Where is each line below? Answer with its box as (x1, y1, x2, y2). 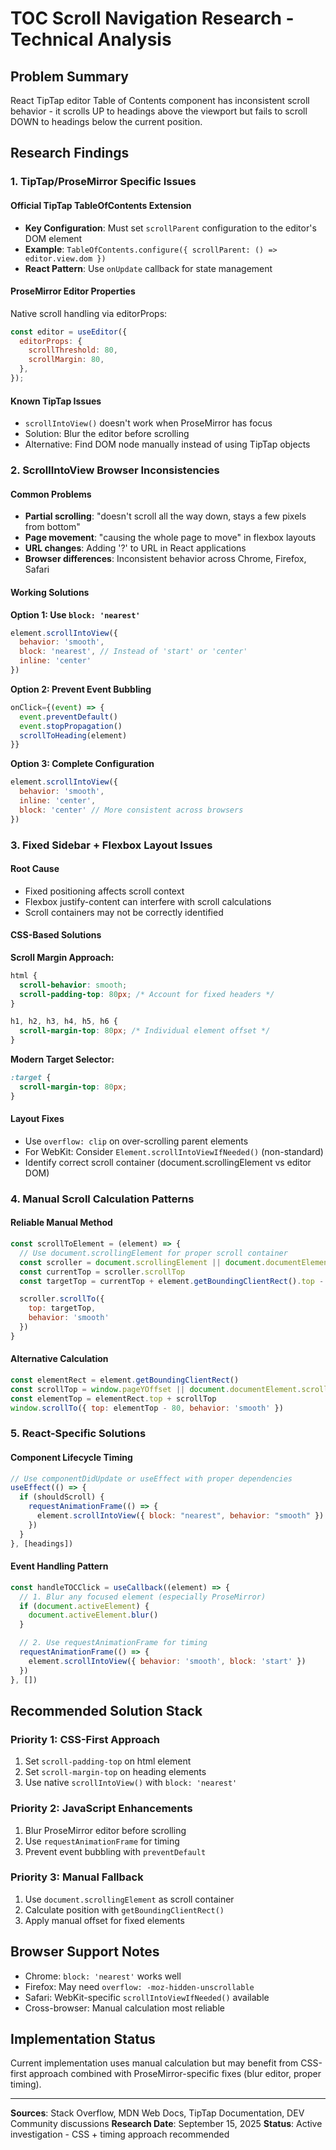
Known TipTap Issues (10, 395, 102, 407)
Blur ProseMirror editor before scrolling (24, 1824, 187, 1836)
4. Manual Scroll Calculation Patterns (10, 1192, 195, 1206)
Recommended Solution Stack (10, 1702, 203, 1719)
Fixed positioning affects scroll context (24, 885, 185, 897)
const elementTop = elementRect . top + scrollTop (10, 1393, 217, 1404)
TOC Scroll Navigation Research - (10, 7, 295, 30)
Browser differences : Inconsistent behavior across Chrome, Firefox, (24, 553, 307, 565)
